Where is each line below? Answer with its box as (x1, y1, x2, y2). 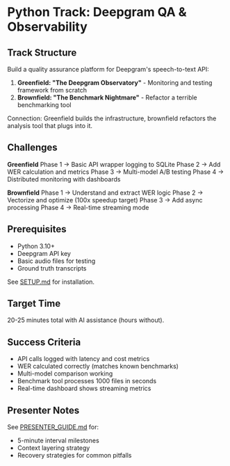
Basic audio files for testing (17, 257, 96, 265)
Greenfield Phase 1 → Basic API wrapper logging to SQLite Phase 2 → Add (7, 160, 221, 168)
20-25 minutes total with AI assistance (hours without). (7, 316, 165, 324)
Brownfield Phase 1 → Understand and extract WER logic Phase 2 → (7, 188, 204, 197)
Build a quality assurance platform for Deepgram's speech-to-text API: (7, 65, 210, 73)
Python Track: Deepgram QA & (7, 4, 187, 20)
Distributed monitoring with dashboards (7, 175, 121, 183)
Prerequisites (7, 223, 67, 235)
